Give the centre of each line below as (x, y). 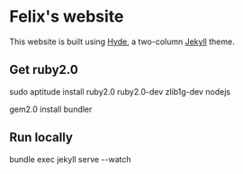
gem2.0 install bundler (51, 109)
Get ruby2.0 (44, 70)
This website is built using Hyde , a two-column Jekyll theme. (122, 41)
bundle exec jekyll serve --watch (71, 159)
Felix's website (67, 17)
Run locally (41, 137)
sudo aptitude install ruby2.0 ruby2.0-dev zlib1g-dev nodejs (120, 91)
